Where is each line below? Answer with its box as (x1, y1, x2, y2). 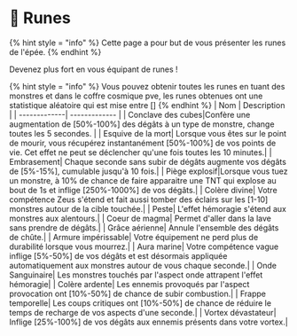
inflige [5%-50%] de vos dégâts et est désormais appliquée (9, 250, 228, 261)
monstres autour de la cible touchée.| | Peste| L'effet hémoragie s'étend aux (9, 203, 286, 214)
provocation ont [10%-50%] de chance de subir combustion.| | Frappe (9, 288, 266, 299)
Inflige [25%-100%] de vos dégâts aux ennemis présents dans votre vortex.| (9, 316, 288, 327)
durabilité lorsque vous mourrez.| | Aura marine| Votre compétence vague (9, 241, 279, 252)
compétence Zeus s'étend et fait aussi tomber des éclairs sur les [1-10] (9, 194, 269, 205)
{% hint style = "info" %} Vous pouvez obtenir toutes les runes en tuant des (9, 81, 285, 91)
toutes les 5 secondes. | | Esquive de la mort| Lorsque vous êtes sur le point (9, 128, 286, 138)
